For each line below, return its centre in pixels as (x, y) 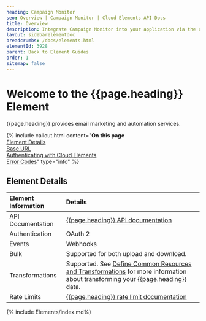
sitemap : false (26, 63)
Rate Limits (25, 297)
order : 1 (17, 58)
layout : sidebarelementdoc (41, 35)
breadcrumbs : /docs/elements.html (51, 41)
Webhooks (81, 244)
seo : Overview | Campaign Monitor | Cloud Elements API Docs (86, 18)
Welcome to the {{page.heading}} (95, 94)
